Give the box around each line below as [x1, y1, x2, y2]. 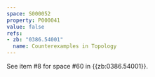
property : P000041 [6, 17, 60, 24]
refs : [6, 29, 22, 37]
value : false [6, 23, 45, 30]
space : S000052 [6, 10, 51, 17]
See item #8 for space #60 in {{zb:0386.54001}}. [6, 62, 149, 70]
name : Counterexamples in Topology [13, 43, 117, 50]
